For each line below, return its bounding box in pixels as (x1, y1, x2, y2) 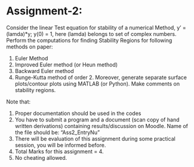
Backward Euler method (14, 67, 75, 74)
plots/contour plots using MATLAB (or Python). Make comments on (14, 80, 180, 87)
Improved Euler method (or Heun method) (14, 61, 118, 68)
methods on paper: (6, 43, 53, 50)
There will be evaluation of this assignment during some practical (14, 135, 176, 142)
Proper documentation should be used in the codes (14, 110, 141, 117)
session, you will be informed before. (14, 141, 106, 148)
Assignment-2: (6, 4, 82, 18)
